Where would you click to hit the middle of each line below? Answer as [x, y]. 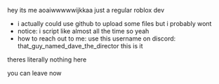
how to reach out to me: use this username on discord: [97, 38]
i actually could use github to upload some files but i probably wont [114, 23]
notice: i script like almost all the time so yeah [83, 31]
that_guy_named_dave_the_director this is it [80, 46]
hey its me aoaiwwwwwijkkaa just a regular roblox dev [86, 10]
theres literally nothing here [47, 59]
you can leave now [34, 73]
